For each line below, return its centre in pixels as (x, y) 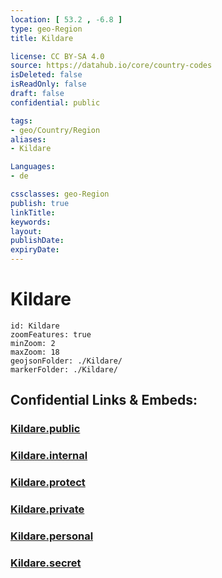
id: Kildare (35, 326)
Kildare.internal (49, 456)
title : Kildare (42, 38)
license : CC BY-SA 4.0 (57, 56)
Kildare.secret (46, 563)
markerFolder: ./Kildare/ (64, 369)
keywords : (31, 222)
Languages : (33, 167)
